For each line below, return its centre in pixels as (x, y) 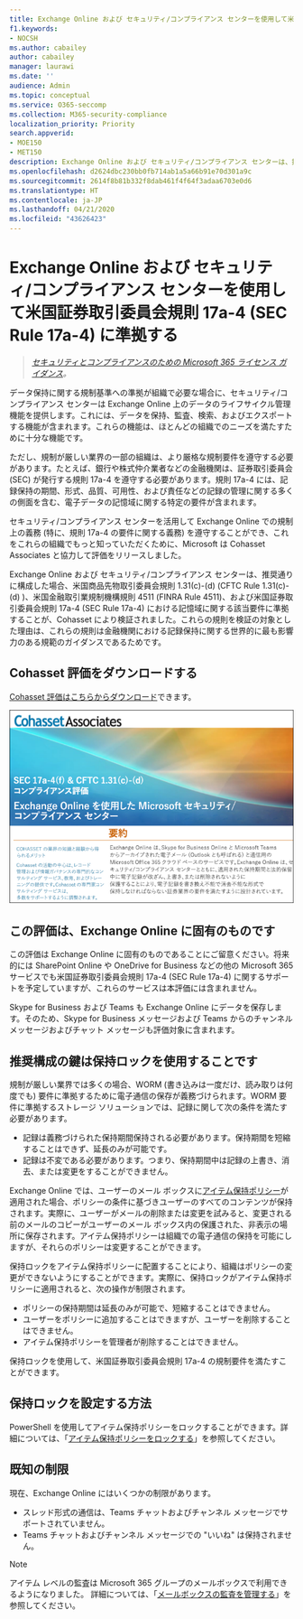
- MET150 (26, 153)
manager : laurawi (42, 67)
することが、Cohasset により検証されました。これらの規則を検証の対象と (147, 619)
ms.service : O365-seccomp (58, 105)
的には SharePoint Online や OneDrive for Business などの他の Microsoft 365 (151, 965)
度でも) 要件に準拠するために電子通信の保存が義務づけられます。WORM (143, 1096)
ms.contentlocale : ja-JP (56, 200)
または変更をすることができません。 (106, 1172)
